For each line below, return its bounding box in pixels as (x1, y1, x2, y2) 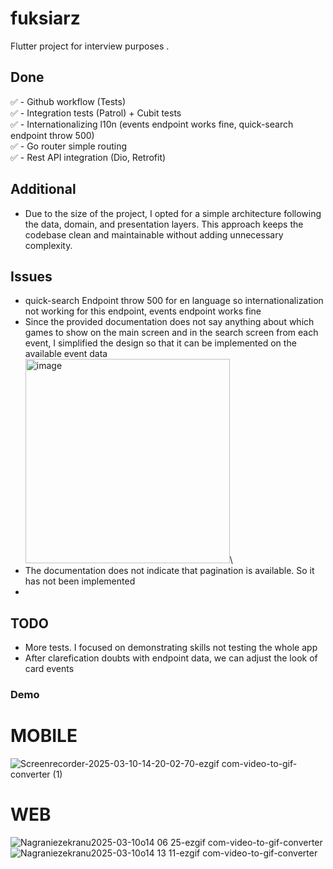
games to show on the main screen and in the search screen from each (24, 327, 319, 339)
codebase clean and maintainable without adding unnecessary (24, 228, 284, 241)
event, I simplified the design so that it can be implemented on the (24, 337, 297, 349)
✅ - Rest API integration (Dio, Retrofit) (10, 151, 167, 163)
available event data (24, 348, 108, 360)
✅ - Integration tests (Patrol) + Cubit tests (10, 107, 182, 119)
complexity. (24, 239, 73, 251)
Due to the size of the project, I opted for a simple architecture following (24, 207, 322, 219)
